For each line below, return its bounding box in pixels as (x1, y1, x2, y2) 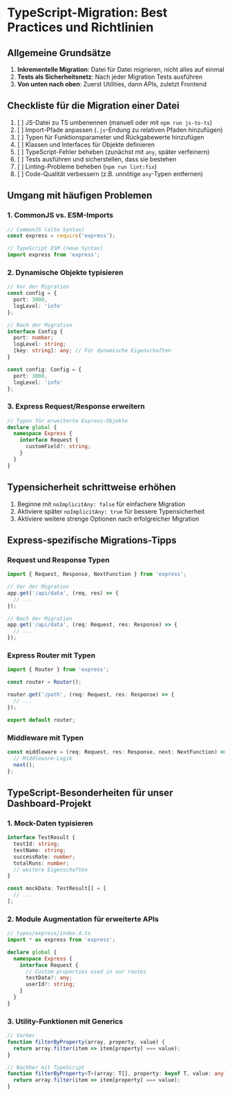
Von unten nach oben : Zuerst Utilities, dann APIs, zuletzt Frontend (17, 80, 207, 88)
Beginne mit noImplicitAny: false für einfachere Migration (17, 499, 186, 508)
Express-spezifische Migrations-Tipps (7, 534, 177, 546)
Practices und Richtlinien (7, 19, 154, 35)
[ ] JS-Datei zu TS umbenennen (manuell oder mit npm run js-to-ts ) (17, 118, 213, 126)
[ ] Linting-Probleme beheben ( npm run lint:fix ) (17, 162, 157, 171)
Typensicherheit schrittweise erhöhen (7, 481, 176, 493)
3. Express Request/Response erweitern (7, 402, 145, 412)
